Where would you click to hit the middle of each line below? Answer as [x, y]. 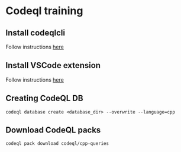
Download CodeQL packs [53, 130]
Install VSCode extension [53, 65]
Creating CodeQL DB [44, 98]
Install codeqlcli [35, 33]
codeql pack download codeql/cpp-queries [57, 144]
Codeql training [44, 11]
